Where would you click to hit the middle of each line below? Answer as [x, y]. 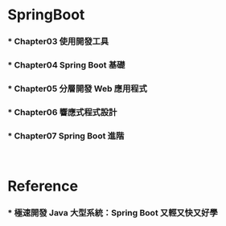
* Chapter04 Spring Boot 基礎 [66, 65]
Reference [43, 186]
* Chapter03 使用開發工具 [58, 42]
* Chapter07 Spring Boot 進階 [66, 136]
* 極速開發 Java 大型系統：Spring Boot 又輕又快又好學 [113, 213]
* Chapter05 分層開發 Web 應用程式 [78, 88]
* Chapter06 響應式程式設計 [62, 112]
